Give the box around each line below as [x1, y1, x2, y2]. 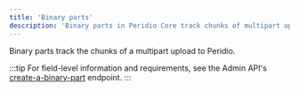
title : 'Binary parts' [9, 12, 93, 22]
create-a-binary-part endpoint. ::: [9, 72, 132, 82]
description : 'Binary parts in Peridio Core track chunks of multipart [9, 21, 280, 30]
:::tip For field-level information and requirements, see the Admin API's [9, 63, 267, 73]
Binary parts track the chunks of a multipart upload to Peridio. [9, 45, 236, 56]
